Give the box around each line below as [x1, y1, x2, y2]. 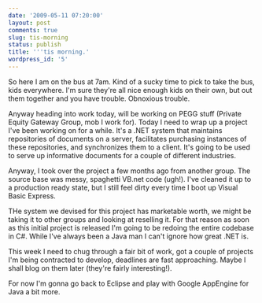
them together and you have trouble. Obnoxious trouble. [8, 94, 190, 103]
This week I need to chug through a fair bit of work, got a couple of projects [8, 246, 254, 256]
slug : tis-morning [8, 33, 68, 42]
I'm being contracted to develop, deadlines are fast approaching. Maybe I [8, 255, 246, 264]
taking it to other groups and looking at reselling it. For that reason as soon [8, 214, 249, 224]
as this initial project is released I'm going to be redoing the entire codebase [8, 223, 254, 232]
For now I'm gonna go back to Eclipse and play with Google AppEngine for [8, 279, 249, 288]
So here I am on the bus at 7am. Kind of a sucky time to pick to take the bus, [8, 76, 256, 87]
